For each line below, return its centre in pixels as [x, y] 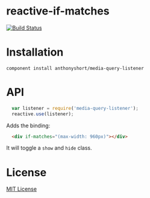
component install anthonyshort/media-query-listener [75, 68]
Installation [35, 52]
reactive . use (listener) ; [43, 114]
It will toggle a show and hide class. [49, 148]
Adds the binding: [28, 126]
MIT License [22, 189]
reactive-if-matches [58, 11]
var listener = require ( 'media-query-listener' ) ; [75, 108]
